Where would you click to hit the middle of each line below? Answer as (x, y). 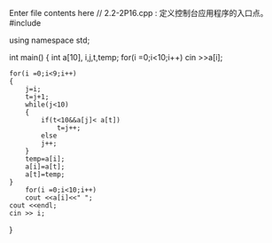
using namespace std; (50, 40)
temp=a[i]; (45, 159)
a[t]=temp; (45, 175)
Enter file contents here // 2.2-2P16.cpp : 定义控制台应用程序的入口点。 (139, 13)
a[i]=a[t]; (45, 167)
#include (25, 23)
